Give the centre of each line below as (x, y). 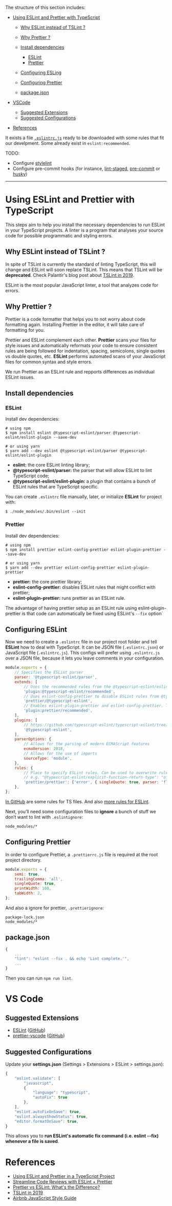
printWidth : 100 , (33, 889)
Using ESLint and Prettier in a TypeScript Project (64, 1176)
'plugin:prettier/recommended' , (58, 711)
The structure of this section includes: (45, 7)
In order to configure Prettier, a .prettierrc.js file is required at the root (82, 854)
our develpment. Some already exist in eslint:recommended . (68, 143)
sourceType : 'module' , (48, 758)
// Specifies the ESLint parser (49, 672)
